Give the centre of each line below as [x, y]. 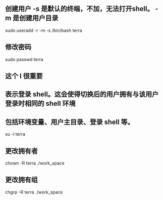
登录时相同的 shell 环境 [40, 103]
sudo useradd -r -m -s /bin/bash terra [44, 30]
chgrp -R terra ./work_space [34, 192]
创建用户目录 [39, 18]
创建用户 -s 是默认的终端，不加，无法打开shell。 [80, 9]
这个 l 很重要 [24, 76]
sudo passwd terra [24, 59]
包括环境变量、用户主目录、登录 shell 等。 [70, 122]
